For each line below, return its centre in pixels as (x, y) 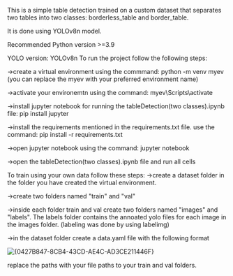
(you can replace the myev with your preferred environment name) (103, 79)
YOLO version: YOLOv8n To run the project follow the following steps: (107, 58)
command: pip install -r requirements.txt (65, 135)
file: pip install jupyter (38, 114)
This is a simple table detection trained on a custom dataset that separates (114, 10)
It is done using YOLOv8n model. (54, 31)
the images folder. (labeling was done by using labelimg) (88, 224)
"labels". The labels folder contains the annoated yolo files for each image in (117, 217)
